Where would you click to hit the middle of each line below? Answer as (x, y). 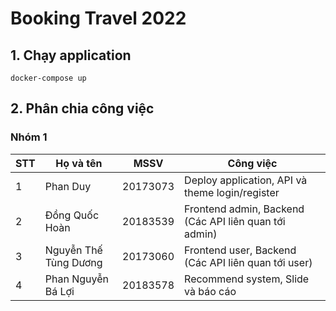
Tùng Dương (73, 262)
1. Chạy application (71, 55)
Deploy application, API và (246, 180)
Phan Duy (68, 186)
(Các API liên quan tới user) (248, 262)
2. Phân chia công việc (82, 108)
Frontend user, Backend (240, 250)
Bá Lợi (59, 291)
